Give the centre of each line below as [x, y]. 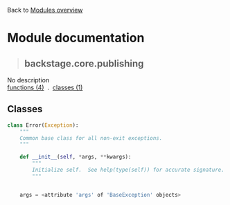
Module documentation [76, 38]
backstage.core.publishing [84, 63]
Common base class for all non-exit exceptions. [91, 138]
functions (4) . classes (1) [45, 87]
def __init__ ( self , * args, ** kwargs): [76, 157]
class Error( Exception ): [43, 125]
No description [28, 80]
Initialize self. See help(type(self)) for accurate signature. [129, 170]
